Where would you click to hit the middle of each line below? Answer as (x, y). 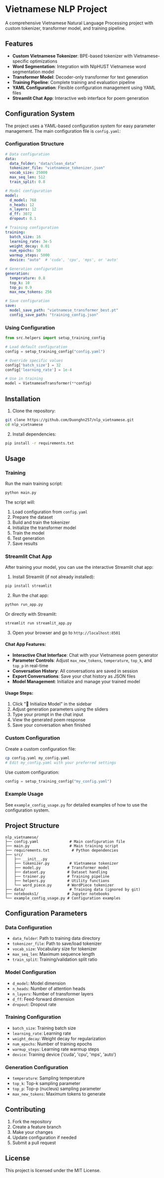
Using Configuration (30, 328)
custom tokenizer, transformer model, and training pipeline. (66, 28)
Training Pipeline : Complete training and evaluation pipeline (74, 82)
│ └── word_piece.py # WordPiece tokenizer (59, 885)
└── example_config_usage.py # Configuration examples (63, 898)
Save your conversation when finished (51, 725)
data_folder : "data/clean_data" (43, 163)
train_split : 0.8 (27, 182)
